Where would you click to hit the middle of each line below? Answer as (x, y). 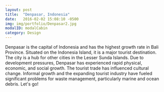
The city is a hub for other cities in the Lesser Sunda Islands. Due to (75, 57)
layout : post (19, 10)
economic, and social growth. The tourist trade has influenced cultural (77, 68)
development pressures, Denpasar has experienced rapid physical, (74, 63)
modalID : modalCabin (27, 28)
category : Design (23, 33)
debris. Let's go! (22, 84)
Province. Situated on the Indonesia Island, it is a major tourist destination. (81, 52)
